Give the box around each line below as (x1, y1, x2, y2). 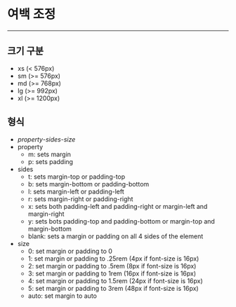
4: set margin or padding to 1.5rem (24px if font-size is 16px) (27, 276, 204, 285)
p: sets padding (27, 157, 74, 165)
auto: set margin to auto (27, 292, 97, 300)
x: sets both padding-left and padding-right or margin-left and (27, 202, 208, 210)
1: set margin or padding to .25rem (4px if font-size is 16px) (27, 254, 199, 263)
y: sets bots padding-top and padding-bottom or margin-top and (27, 217, 216, 225)
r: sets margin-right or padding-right (27, 194, 133, 203)
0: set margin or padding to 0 (27, 247, 112, 255)
